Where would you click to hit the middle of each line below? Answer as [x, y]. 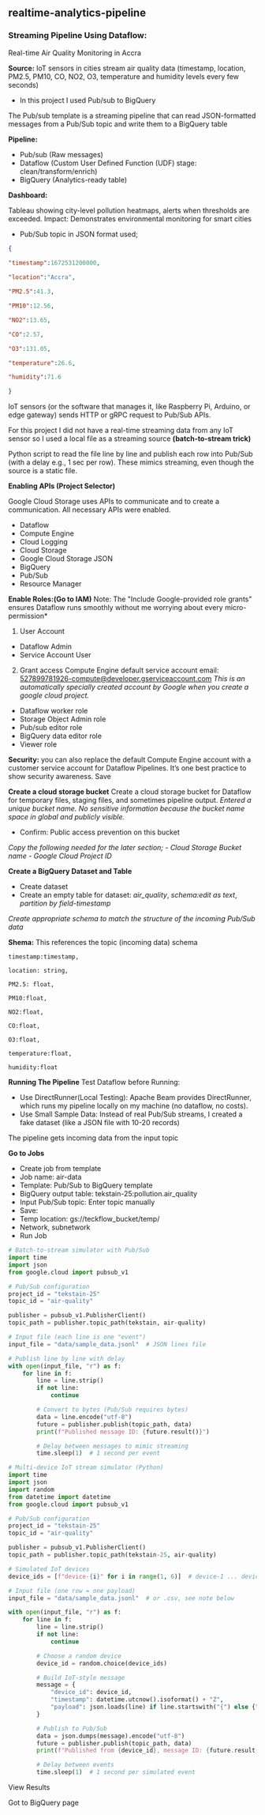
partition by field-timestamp [65, 903]
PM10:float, [28, 999]
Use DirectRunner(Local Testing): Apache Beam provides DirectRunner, [136, 1098]
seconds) [24, 85]
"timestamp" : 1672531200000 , [54, 263]
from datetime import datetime [60, 1497]
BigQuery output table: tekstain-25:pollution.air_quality [108, 1194]
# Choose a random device [79, 1656]
